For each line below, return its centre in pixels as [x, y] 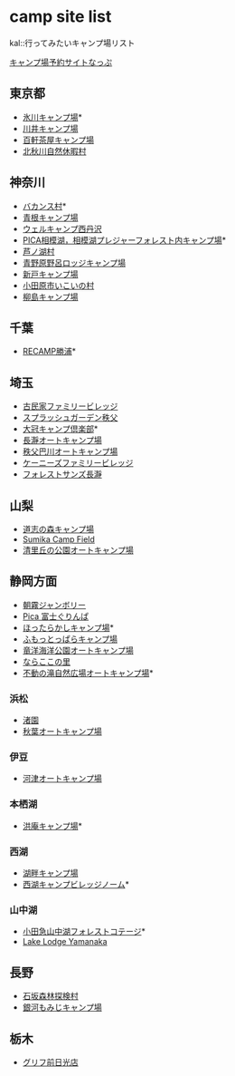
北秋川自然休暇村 [54, 150]
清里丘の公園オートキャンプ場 [78, 550]
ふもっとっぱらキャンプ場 [70, 639]
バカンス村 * [44, 206]
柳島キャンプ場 [50, 296]
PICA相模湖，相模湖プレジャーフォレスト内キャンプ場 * [124, 240]
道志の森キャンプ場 [58, 529]
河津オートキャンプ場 [62, 779]
